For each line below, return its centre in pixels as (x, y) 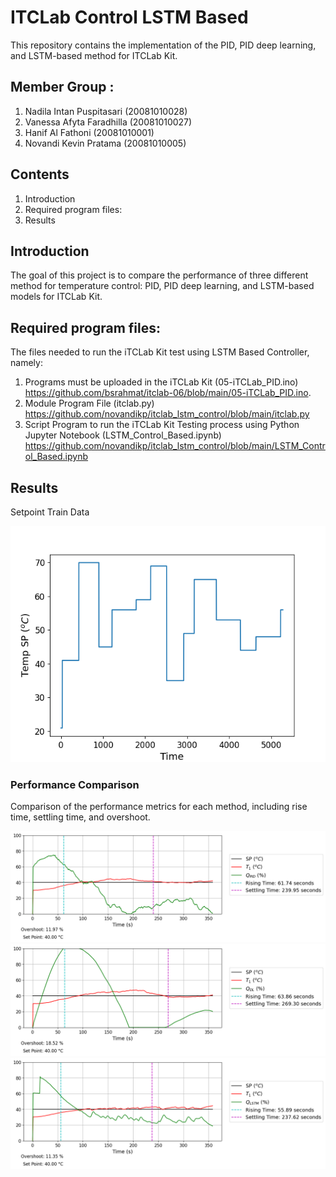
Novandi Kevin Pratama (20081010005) (105, 143)
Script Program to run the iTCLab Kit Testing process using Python (162, 425)
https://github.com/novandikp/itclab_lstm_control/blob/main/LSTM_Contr (175, 446)
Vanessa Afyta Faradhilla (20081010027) (108, 122)
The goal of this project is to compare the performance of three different (159, 275)
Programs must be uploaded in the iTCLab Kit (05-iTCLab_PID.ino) (161, 382)
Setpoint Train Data (50, 512)
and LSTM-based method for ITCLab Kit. (94, 55)
